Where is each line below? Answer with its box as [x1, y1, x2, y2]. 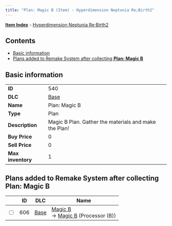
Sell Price [8, 142, 32, 149]
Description [8, 122, 37, 129]
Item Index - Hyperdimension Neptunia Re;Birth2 [5, 22, 109, 28]
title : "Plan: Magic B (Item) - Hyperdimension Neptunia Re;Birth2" [5, 7, 155, 13]
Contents [5, 36, 36, 45]
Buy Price [8, 133, 32, 140]
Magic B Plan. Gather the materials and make [48, 119, 156, 126]
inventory [8, 156, 32, 163]
